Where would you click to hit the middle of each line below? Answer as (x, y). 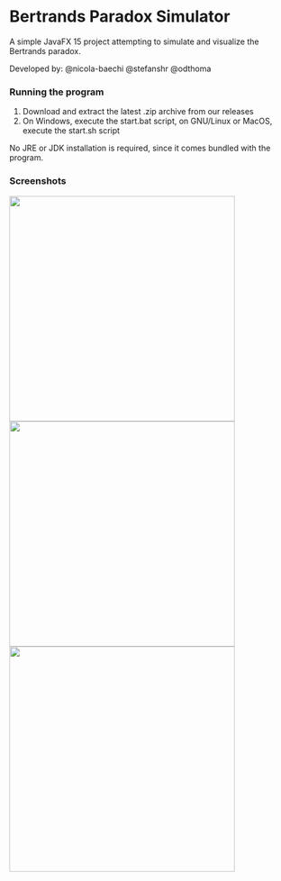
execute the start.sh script (71, 131)
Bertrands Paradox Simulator (120, 17)
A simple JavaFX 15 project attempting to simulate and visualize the (134, 41)
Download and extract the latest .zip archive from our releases (138, 112)
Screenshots (38, 181)
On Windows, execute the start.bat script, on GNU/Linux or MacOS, (147, 121)
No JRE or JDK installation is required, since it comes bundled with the (140, 148)
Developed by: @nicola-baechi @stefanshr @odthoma (110, 68)
